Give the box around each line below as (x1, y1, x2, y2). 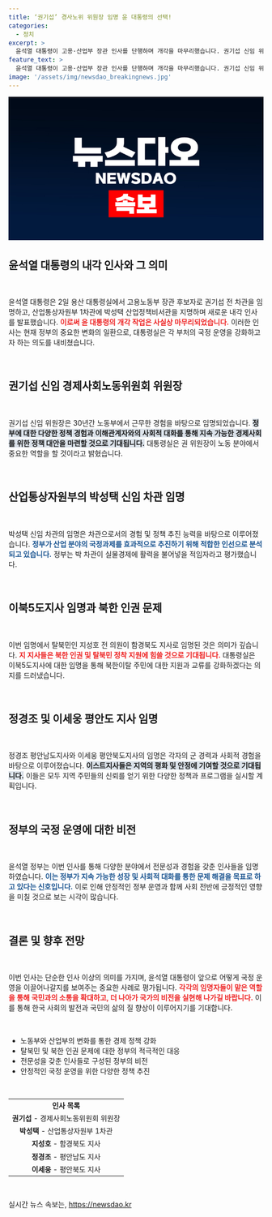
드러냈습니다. (23, 670, 66, 680)
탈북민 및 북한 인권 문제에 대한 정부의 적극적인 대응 (19, 1046, 181, 1056)
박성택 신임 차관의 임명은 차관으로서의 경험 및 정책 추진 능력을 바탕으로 (8, 529, 231, 538)
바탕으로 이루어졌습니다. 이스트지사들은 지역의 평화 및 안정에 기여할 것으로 (8, 761, 240, 770)
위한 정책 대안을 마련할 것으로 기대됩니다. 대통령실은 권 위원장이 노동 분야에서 (16, 438, 260, 448)
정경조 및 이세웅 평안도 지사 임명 (8, 712, 159, 726)
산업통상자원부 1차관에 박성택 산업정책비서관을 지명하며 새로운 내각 (32, 307, 243, 317)
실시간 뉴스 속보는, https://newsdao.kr (8, 1200, 132, 1210)
